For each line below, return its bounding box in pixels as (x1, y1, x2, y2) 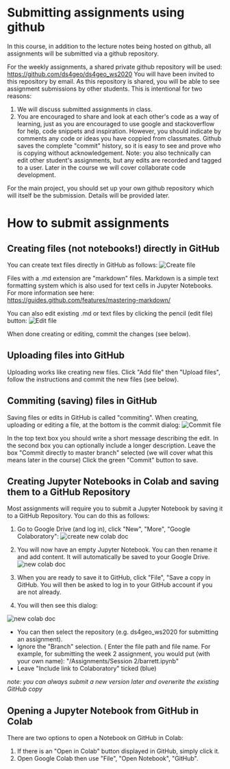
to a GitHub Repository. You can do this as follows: (7, 512, 150, 520)
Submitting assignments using (7, 5, 185, 21)
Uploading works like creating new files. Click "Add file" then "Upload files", (7, 368, 221, 376)
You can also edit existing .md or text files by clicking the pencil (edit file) (7, 309, 214, 317)
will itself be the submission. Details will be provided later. (7, 191, 170, 200)
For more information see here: (7, 288, 94, 296)
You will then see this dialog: (16, 602, 98, 610)
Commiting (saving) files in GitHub (7, 395, 157, 407)
